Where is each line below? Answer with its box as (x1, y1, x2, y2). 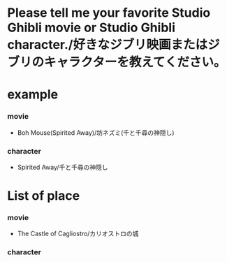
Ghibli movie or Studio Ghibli (7, 20, 176, 36)
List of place (7, 188, 80, 204)
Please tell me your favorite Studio (7, 5, 211, 21)
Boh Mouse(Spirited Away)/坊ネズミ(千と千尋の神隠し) (17, 128, 175, 137)
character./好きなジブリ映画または (7, 37, 208, 53)
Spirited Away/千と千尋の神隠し (17, 163, 108, 171)
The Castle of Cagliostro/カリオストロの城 (17, 229, 139, 238)
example (7, 87, 59, 103)
